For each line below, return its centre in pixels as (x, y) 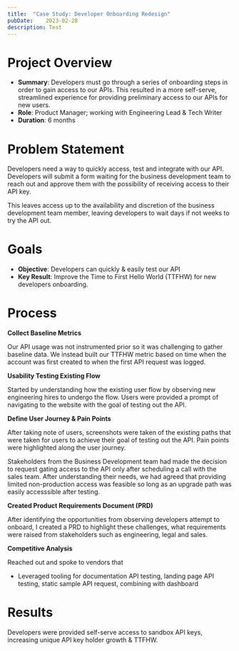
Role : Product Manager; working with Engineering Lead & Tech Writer (120, 113)
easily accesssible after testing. (54, 492)
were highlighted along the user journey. (67, 448)
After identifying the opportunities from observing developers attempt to (113, 520)
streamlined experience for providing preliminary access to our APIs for (123, 98)
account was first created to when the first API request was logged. (107, 362)
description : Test (35, 27)
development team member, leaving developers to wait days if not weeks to (118, 213)
